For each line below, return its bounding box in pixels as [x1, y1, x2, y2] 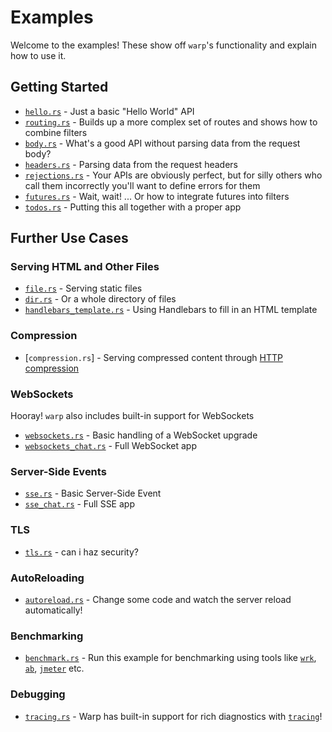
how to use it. [10, 49, 67, 61]
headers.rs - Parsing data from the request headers [24, 158, 238, 170]
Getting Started [10, 79, 109, 96]
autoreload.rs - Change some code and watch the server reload [24, 593, 292, 605]
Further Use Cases [10, 230, 129, 247]
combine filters [24, 126, 88, 138]
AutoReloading [10, 571, 85, 585]
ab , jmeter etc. [24, 662, 85, 675]
